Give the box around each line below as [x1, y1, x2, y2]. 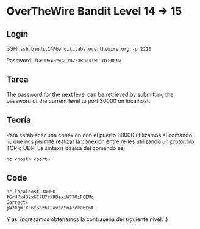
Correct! [6, 200, 29, 206]
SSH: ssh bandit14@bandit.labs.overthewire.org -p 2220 [6, 45, 151, 52]
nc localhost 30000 [6, 189, 56, 195]
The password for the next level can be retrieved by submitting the [6, 91, 174, 98]
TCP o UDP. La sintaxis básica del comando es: [6, 144, 126, 151]
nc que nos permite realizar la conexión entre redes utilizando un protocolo [6, 138, 195, 145]
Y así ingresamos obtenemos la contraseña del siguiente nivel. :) [6, 216, 168, 223]
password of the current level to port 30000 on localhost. [6, 97, 151, 105]
